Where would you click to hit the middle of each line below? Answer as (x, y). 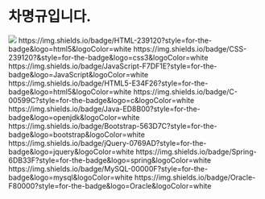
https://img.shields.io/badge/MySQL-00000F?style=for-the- (108, 168)
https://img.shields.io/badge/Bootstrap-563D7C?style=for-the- (113, 126)
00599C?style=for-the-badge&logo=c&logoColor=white (101, 100)
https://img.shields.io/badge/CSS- (190, 48)
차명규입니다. (50, 17)
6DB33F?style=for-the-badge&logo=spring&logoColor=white (110, 160)
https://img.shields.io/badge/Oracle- (195, 177)
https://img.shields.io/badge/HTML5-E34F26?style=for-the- (108, 83)
